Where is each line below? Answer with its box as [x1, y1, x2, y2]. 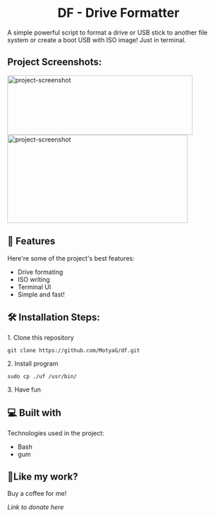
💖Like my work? [7, 471, 79, 482]
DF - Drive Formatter [57, 5, 180, 21]
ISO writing [17, 275, 51, 283]
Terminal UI [17, 282, 51, 291]
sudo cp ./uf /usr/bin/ [7, 373, 78, 380]
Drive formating [17, 268, 63, 276]
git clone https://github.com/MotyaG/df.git [7, 347, 140, 354]
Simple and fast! [17, 290, 65, 299]
